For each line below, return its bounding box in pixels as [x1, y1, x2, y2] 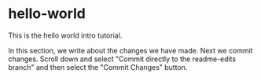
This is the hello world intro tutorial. [8, 31, 123, 40]
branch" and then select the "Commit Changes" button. [8, 62, 188, 71]
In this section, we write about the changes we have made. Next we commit [8, 45, 253, 55]
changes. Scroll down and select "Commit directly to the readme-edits [8, 54, 237, 64]
